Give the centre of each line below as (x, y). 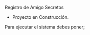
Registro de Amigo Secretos (34, 7)
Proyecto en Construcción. (40, 17)
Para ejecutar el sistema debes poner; (45, 27)
